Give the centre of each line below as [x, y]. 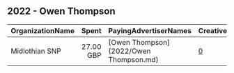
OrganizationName [43, 30]
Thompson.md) [133, 59]
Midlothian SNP [36, 51]
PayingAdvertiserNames [150, 30]
